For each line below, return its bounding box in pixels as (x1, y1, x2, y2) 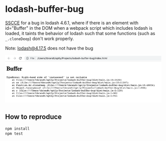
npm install (5, 126, 30, 132)
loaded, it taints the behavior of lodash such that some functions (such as (5, 30, 155, 36)
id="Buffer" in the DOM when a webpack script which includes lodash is (5, 25, 153, 31)
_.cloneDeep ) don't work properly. (5, 36, 74, 42)
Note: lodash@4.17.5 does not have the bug (5, 45, 93, 51)
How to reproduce (5, 112, 62, 121)
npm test (5, 131, 23, 137)
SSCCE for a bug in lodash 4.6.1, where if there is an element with (5, 20, 139, 26)
